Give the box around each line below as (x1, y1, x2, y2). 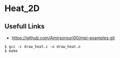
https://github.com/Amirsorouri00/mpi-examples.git (11, 35, 115, 41)
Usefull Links (4, 22, 45, 30)
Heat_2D (4, 3, 40, 14)
